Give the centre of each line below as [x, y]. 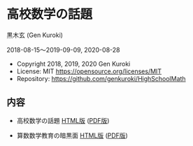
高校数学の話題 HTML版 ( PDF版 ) [63, 120]
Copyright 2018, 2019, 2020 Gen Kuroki [73, 64]
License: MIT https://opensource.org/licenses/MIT [89, 71]
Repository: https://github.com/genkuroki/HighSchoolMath [101, 78]
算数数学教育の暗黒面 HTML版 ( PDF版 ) [72, 135]
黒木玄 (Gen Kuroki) [35, 35]
